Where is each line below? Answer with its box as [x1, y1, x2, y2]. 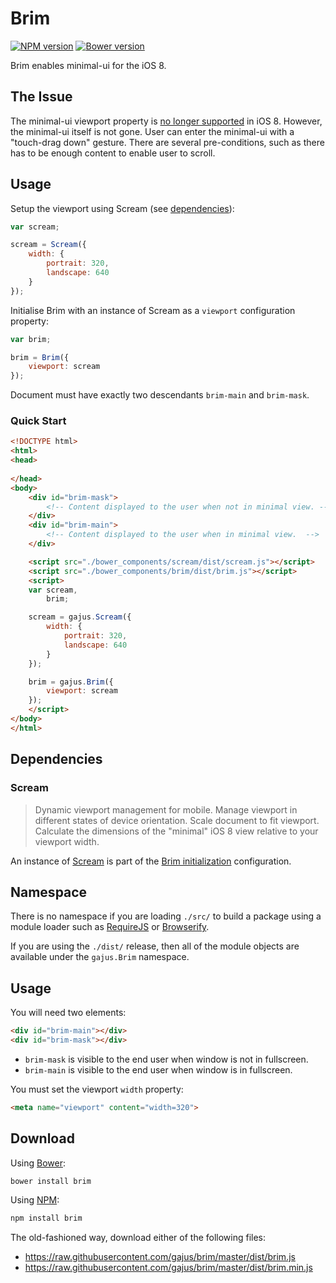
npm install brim [10, 1213, 83, 1224]
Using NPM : [10, 1194, 60, 1206]
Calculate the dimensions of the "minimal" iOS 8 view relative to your [34, 825, 319, 837]
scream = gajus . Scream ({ [28, 612, 132, 622]
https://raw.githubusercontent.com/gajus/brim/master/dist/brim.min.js [24, 1262, 313, 1274]
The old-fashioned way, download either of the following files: [10, 1232, 267, 1244]
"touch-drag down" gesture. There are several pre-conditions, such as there [10, 136, 325, 148]
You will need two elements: [10, 1007, 127, 1019]
